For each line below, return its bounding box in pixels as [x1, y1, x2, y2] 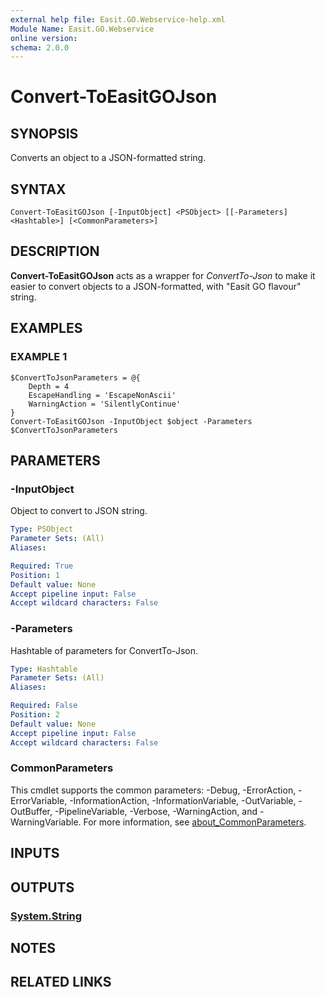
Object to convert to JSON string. [10, 505, 148, 517]
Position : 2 [10, 710, 60, 720]
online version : [10, 33, 78, 43]
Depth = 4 [28, 381, 70, 391]
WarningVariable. [10, 816, 82, 828]
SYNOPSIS [10, 125, 79, 142]
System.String [10, 909, 83, 923]
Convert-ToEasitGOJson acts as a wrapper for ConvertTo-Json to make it [10, 269, 316, 281]
